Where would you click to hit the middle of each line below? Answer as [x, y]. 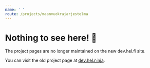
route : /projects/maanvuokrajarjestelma [47, 14]
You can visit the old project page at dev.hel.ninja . [55, 60]
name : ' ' [15, 9]
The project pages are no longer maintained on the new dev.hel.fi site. [75, 51]
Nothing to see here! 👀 [51, 38]
